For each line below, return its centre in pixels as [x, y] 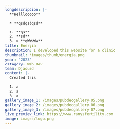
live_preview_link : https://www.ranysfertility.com [59, 114]
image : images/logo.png [30, 119]
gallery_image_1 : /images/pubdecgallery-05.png [55, 100]
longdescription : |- [26, 10]
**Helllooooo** [25, 14]
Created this [23, 78]
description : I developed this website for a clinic [60, 50]
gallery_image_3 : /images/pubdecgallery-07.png [55, 110]
